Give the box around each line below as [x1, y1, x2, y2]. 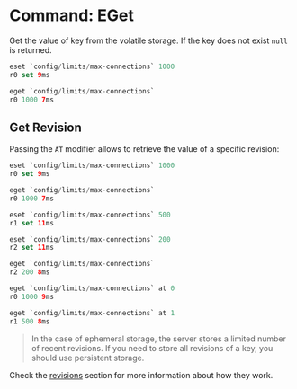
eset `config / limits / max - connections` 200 [9, 234, 171, 243]
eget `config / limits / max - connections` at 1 [9, 308, 175, 317]
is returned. [9, 44, 52, 55]
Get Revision [9, 119, 83, 135]
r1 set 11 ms [9, 218, 54, 227]
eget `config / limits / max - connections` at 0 [9, 284, 175, 293]
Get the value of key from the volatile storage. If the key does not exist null [9, 35, 288, 46]
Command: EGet [9, 5, 135, 26]
